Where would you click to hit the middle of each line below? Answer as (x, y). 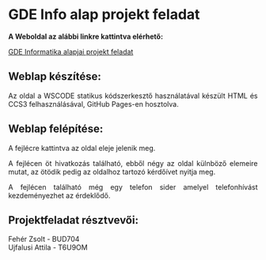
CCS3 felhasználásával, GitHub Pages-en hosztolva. (94, 104)
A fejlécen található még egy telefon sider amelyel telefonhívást (133, 187)
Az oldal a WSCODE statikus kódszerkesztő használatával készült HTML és (133, 96)
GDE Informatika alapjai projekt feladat (71, 51)
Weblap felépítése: (56, 129)
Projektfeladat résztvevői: (73, 220)
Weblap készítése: (55, 77)
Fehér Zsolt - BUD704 (44, 239)
